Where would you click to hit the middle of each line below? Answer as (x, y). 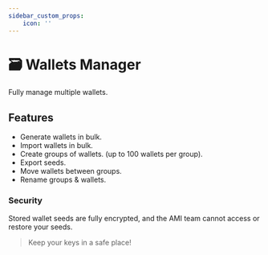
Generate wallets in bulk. (61, 137)
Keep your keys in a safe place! (79, 242)
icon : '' (37, 23)
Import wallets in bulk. (57, 146)
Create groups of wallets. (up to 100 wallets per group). (111, 154)
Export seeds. (43, 162)
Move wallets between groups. (71, 171)
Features (31, 117)
